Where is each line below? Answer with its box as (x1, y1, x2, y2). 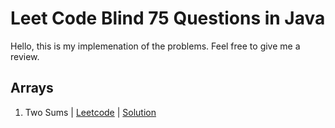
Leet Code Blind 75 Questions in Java (10, 7, 326, 30)
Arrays (10, 80, 54, 97)
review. (10, 50, 40, 62)
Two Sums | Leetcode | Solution (24, 106, 157, 118)
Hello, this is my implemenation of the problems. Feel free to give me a (10, 40, 301, 52)
